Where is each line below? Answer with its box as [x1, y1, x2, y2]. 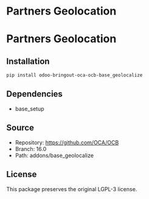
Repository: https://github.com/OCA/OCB [15, 138, 119, 146]
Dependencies [6, 89, 63, 99]
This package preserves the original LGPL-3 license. [6, 185, 137, 192]
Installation [6, 56, 50, 66]
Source [6, 123, 35, 133]
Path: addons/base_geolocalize [15, 152, 94, 159]
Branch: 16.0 [15, 145, 47, 152]
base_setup [15, 105, 44, 112]
